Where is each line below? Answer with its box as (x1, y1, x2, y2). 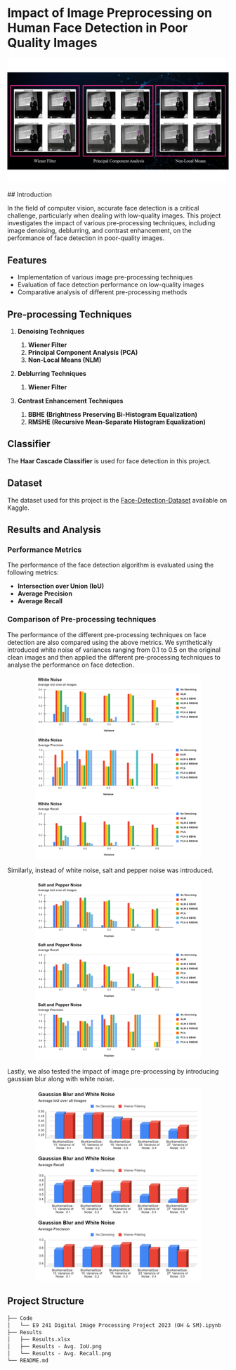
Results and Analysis (7, 524, 102, 536)
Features (7, 254, 47, 266)
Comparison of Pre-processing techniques (7, 615, 157, 624)
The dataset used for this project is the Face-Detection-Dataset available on (7, 496, 228, 504)
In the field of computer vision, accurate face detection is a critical (7, 204, 199, 213)
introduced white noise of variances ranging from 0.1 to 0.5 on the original (7, 646, 221, 654)
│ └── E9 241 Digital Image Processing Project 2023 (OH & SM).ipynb (7, 1321, 221, 1328)
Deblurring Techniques (17, 370, 86, 378)
